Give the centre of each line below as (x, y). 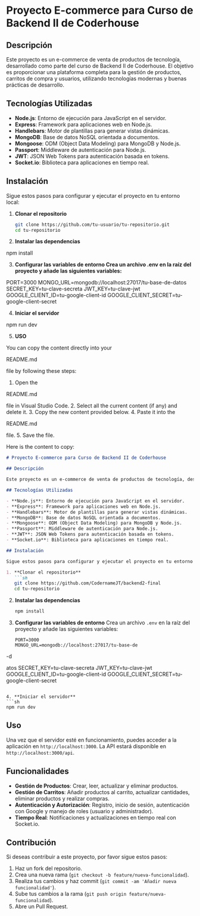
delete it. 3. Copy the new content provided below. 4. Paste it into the (91, 412)
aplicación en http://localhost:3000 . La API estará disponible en (86, 746)
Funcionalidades (38, 771)
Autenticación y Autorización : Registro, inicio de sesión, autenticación (102, 805)
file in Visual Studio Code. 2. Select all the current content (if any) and (92, 406)
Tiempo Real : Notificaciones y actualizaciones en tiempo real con (96, 817)
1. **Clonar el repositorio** (44, 572)
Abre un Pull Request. (41, 906)
